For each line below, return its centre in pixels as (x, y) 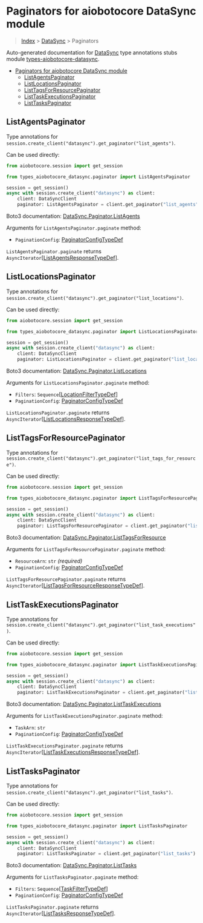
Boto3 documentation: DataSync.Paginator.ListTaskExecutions (84, 704)
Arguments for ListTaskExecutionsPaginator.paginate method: (85, 716)
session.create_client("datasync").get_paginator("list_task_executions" (101, 625)
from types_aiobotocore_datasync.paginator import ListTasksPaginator (97, 826)
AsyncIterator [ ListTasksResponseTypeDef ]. (61, 913)
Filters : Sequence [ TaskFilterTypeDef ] (61, 889)
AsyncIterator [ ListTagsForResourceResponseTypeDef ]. (76, 586)
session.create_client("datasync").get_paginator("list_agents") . (91, 143)
